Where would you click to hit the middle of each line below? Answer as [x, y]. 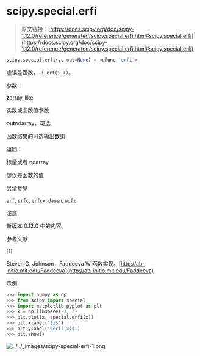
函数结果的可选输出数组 [36, 136]
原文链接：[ [36, 29]
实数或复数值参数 [28, 110]
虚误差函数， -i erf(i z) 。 [40, 72]
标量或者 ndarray [27, 162]
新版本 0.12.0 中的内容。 [37, 226]
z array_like [20, 97]
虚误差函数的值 [25, 175]
